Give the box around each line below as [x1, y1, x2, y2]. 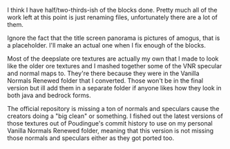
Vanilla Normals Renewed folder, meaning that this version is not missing [7, 127, 214, 135]
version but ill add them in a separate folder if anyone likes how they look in [7, 84, 222, 92]
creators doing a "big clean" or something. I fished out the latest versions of [7, 112, 223, 120]
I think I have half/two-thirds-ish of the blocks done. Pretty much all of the [7, 6, 218, 14]
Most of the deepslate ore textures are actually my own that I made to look [7, 54, 219, 63]
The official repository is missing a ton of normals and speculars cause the [7, 105, 220, 112]
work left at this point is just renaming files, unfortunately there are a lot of [7, 13, 218, 21]
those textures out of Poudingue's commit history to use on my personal [7, 119, 213, 127]
